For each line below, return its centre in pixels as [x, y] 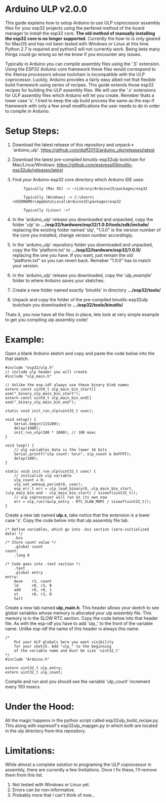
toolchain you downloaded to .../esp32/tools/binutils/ [68, 305]
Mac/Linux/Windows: [34, 164]
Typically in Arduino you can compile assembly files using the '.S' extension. [83, 64]
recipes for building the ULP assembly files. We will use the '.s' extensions [81, 90]
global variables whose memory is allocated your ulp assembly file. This [78, 613]
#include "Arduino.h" [27, 659]
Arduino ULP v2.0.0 [46, 9]
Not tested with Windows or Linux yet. [51, 784]
